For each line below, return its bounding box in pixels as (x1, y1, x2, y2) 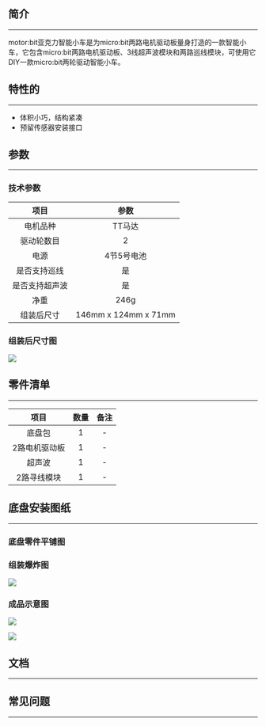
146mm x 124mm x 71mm (75, 309, 176, 320)
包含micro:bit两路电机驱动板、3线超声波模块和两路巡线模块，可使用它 (28, 47, 256, 57)
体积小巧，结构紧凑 (19, 112, 83, 122)
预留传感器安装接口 (19, 122, 83, 132)
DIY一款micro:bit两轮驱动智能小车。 (8, 57, 125, 67)
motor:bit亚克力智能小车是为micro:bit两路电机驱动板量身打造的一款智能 (8, 37, 240, 47)
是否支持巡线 (16, 264, 65, 276)
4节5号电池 (104, 250, 147, 261)
